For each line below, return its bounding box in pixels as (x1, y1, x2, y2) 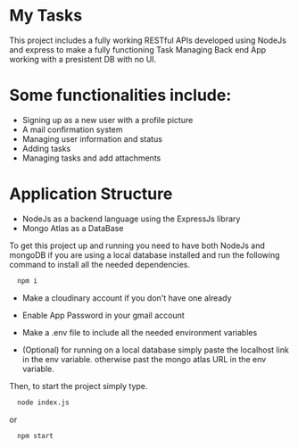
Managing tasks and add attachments (21, 153, 161, 163)
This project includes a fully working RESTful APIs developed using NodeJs (9, 35, 287, 46)
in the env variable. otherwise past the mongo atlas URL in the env (21, 353, 267, 364)
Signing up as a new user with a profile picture (21, 114, 194, 125)
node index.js (17, 398, 70, 407)
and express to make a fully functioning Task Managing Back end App (9, 44, 267, 54)
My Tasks (9, 5, 83, 26)
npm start (17, 431, 54, 440)
